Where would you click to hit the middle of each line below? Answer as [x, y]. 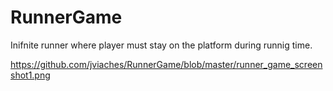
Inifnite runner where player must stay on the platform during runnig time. [161, 45]
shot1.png [30, 75]
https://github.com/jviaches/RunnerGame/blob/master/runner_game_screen [166, 64]
